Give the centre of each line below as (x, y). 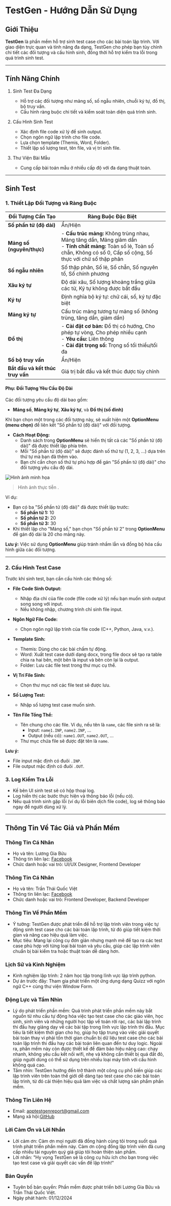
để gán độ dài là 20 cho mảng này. (49, 534)
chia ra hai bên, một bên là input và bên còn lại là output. (80, 660)
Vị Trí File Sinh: (29, 675)
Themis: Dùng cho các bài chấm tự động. (64, 649)
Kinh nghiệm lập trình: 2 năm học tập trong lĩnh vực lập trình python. (84, 975)
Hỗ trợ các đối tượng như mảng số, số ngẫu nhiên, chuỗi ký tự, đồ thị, (93, 101)
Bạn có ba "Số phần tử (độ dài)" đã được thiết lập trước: (71, 507)
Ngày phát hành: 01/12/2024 (42, 1198)
